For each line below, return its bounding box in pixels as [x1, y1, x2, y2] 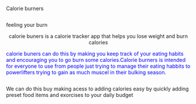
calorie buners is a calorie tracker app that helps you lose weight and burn [8, 33, 188, 40]
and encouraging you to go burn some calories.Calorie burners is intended [6, 57, 186, 63]
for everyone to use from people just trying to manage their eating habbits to [6, 63, 191, 70]
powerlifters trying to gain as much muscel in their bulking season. [6, 69, 167, 75]
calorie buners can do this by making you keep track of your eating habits [6, 50, 184, 57]
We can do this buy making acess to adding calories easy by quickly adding [6, 85, 189, 92]
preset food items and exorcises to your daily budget [6, 92, 133, 98]
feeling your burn [6, 22, 48, 28]
